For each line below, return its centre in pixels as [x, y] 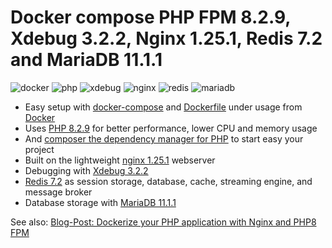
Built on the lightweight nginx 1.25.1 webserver [120, 160]
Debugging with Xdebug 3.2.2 [86, 170]
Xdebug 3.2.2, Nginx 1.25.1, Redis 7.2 [166, 38]
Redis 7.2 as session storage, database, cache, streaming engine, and [168, 181]
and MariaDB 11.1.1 [86, 60]
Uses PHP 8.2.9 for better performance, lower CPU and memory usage [171, 128]
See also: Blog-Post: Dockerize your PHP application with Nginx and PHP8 [163, 222]
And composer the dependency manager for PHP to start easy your [164, 138]
